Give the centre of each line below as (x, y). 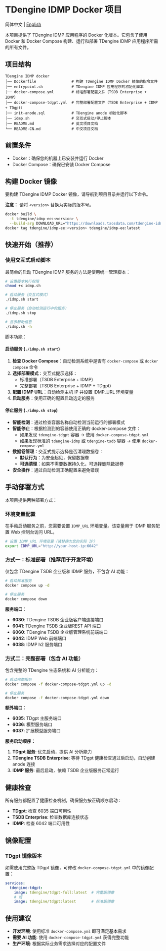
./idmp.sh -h (19, 327)
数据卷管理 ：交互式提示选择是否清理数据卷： (58, 451)
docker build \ (21, 214)
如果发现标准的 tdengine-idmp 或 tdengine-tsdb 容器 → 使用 (80, 441)
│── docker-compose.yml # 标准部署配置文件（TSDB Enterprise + (76, 92)
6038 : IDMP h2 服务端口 (37, 644)
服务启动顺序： (20, 741)
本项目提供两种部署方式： (31, 500)
